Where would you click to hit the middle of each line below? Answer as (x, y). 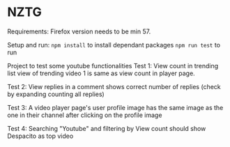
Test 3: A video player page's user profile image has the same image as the (115, 107)
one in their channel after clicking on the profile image (85, 115)
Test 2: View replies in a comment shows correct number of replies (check (114, 86)
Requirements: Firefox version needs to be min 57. (79, 31)
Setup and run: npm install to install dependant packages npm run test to (114, 45)
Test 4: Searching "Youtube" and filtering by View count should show (107, 128)
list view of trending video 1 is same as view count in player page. (101, 73)
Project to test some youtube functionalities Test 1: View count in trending (113, 65)
